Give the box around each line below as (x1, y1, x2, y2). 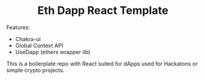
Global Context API (15, 42, 63, 49)
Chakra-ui (15, 35, 41, 42)
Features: (6, 24, 31, 31)
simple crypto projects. (6, 66, 65, 73)
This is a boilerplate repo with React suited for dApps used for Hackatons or (6, 60, 198, 67)
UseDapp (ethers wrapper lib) (15, 48, 91, 55)
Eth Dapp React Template (37, 4, 168, 18)
